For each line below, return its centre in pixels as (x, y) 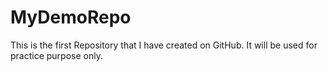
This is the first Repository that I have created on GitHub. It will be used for (164, 45)
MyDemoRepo (71, 17)
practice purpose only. (56, 55)
